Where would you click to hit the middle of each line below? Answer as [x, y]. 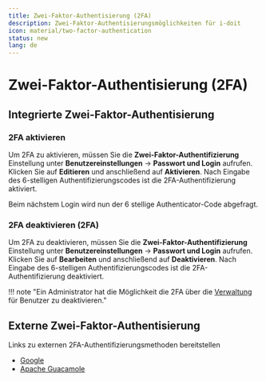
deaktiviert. [85, 276]
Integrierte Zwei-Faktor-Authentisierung [111, 114]
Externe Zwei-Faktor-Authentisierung [105, 325]
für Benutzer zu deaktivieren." [58, 300]
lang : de [23, 46]
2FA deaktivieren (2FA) [54, 225]
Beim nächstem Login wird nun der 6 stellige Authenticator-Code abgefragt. [133, 204]
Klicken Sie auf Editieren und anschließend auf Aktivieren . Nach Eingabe [129, 172]
